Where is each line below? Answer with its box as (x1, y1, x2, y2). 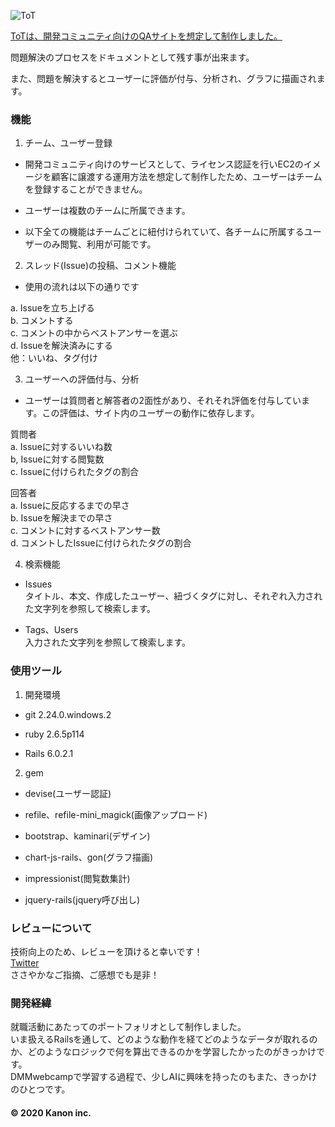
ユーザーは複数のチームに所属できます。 (24, 205, 191, 217)
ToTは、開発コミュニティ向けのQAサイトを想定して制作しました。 (10, 30, 283, 42)
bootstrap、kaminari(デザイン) (24, 830, 151, 842)
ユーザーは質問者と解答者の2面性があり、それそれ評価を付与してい (24, 395, 302, 407)
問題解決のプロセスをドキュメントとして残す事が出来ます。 (10, 51, 255, 63)
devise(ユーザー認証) (24, 787, 112, 799)
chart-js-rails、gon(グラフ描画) (24, 851, 154, 863)
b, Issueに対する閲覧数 (10, 453, 105, 465)
